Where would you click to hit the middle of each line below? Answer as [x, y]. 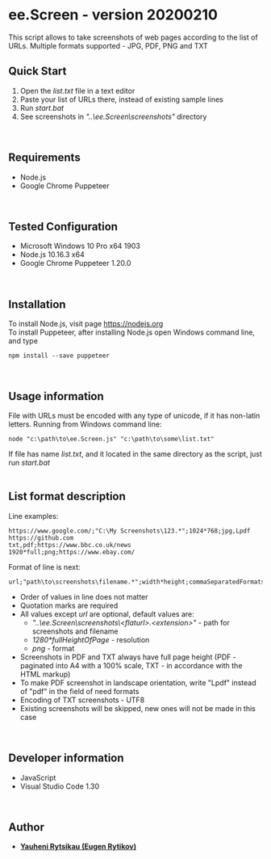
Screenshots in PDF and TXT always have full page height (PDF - [128, 657]
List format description [67, 497]
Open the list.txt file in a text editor [77, 91]
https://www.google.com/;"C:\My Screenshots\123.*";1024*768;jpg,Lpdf [129, 531]
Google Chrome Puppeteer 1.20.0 [75, 263]
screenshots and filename [75, 631]
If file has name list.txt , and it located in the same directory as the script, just [135, 454]
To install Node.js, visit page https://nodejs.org [86, 324]
